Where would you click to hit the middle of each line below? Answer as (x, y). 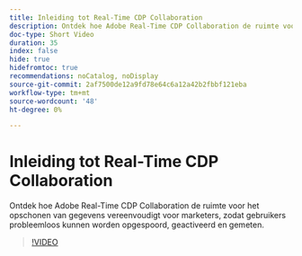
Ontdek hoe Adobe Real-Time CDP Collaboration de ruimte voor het (134, 206)
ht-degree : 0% (36, 110)
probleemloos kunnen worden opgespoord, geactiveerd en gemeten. (137, 225)
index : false (34, 51)
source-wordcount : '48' (54, 101)
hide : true (30, 59)
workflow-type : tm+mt (50, 93)
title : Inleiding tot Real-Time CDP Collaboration (106, 18)
